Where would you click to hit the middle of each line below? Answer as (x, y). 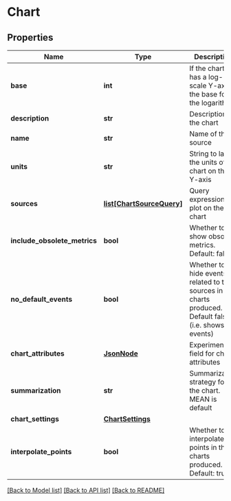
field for (202, 354)
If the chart (207, 68)
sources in (206, 290)
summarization (36, 390)
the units (203, 162)
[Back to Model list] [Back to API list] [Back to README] (86, 490)
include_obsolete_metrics (54, 241)
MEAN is (203, 399)
